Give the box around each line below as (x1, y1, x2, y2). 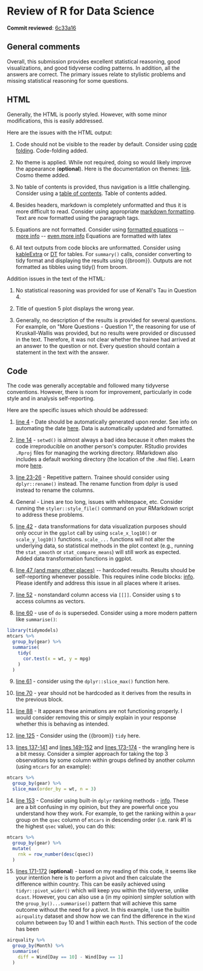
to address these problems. (15, 511, 84, 518)
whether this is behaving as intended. (15, 720, 109, 727)
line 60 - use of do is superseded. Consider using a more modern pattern (15, 609, 198, 617)
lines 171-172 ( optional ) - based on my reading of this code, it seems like (15, 868, 197, 875)
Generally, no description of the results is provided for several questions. (15, 316, 197, 324)
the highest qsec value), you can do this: (15, 823, 116, 830)
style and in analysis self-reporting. (7, 395, 95, 402)
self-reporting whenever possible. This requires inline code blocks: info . (15, 573, 195, 581)
